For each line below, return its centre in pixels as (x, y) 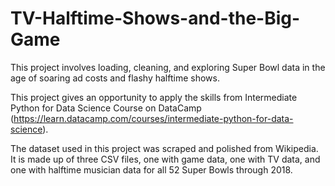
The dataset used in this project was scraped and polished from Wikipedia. (164, 148)
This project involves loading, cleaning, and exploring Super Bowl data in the (168, 67)
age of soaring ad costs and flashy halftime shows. (115, 78)
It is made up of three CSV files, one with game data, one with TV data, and (165, 159)
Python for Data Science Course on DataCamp (106, 108)
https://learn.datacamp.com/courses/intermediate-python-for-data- (153, 118)
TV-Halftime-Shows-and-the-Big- (155, 18)
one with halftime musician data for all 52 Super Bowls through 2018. (151, 169)
